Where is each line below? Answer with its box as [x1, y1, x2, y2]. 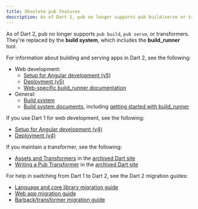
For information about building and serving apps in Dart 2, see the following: [6, 54, 191, 61]
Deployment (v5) [23, 77, 65, 85]
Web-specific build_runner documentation [23, 84, 127, 91]
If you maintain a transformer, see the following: [6, 143, 123, 150]
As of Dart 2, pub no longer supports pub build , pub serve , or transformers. [6, 30, 190, 37]
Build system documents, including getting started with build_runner [23, 103, 190, 110]
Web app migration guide [14, 190, 77, 197]
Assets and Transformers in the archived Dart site [14, 154, 136, 161]
